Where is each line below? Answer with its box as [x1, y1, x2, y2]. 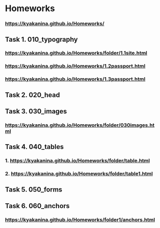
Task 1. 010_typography [5, 35, 78, 44]
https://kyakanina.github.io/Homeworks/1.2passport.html [5, 63, 145, 69]
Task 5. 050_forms [5, 185, 63, 194]
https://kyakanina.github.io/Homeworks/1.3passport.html [5, 76, 145, 82]
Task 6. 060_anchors [5, 202, 70, 210]
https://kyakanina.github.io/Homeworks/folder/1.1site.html [5, 49, 147, 56]
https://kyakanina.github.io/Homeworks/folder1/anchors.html [5, 216, 155, 223]
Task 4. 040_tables [5, 143, 64, 151]
